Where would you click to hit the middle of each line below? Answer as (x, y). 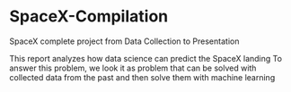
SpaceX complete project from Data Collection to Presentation (124, 41)
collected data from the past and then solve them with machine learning (142, 77)
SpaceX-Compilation (89, 17)
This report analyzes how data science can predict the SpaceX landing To (146, 58)
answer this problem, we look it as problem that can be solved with (133, 68)
